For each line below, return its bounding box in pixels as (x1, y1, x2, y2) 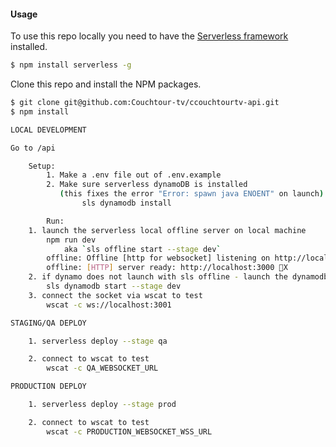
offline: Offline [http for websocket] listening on (46, 253, 271, 264)
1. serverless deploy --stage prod (28, 400, 177, 410)
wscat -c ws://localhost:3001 (46, 300, 172, 310)
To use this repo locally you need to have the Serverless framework (10, 30, 289, 42)
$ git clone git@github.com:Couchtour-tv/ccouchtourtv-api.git (10, 98, 280, 108)
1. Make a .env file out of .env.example (46, 170, 222, 180)
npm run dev (46, 235, 97, 245)
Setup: (28, 161, 56, 171)
